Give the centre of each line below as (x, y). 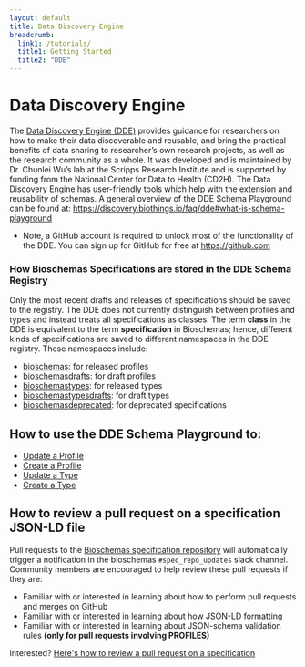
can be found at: (40, 208)
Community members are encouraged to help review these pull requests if (149, 569)
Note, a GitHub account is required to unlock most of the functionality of (158, 235)
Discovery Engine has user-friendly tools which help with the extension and (151, 189)
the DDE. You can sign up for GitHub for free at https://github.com (147, 245)
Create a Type (49, 485)
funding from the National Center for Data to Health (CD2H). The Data (140, 179)
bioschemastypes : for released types (92, 386)
